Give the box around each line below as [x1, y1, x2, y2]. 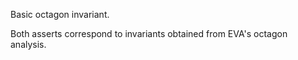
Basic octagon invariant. [10, 9, 110, 20]
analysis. [10, 39, 47, 50]
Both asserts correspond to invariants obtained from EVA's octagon [10, 28, 288, 39]
